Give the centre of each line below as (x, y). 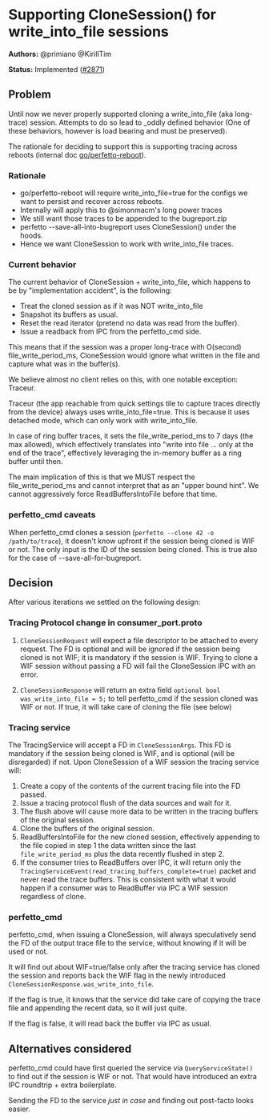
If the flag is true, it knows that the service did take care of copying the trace (134, 1000)
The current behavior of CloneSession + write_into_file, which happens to (129, 282)
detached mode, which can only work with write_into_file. (103, 421)
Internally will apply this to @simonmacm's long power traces (121, 210)
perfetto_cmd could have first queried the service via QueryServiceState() (131, 1068)
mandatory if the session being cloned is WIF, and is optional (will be (121, 754)
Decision (31, 583)
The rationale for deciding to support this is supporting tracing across (123, 146)
